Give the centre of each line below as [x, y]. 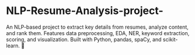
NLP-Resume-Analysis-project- [85, 11]
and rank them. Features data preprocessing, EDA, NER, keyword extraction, [98, 33]
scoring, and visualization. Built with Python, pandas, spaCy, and [84, 39]
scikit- [170, 39]
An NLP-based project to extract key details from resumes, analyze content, [97, 27]
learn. [13, 46]
